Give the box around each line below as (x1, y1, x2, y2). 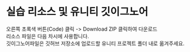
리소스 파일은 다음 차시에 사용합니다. (6, 32, 89, 39)
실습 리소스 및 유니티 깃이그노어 (6, 5, 148, 18)
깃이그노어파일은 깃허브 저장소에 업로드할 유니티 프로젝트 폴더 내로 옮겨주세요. (6, 40, 185, 47)
